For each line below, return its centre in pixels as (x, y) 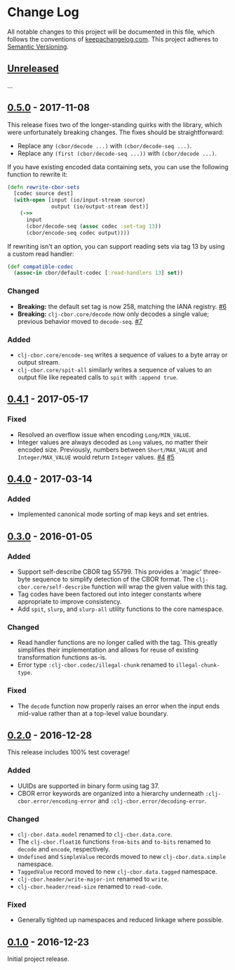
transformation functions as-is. (62, 657)
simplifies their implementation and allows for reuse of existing (108, 650)
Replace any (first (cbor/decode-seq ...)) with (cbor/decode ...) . (117, 153)
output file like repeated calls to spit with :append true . (98, 377)
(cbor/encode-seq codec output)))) (78, 232)
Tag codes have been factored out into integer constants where (109, 594)
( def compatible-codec (40, 267)
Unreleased (33, 68)
